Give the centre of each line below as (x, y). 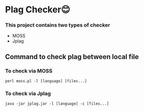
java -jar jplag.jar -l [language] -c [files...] (57, 104)
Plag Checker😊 (38, 10)
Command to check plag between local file (72, 57)
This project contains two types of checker (58, 25)
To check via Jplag (28, 94)
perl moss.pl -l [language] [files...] (46, 81)
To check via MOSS (29, 71)
